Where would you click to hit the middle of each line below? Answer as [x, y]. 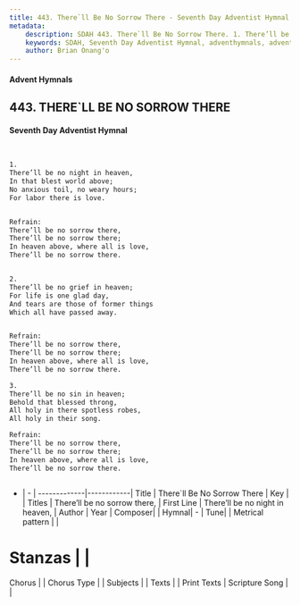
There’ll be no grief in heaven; [71, 287]
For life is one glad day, [59, 296]
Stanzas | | [50, 557]
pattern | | [41, 521]
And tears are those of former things [81, 304]
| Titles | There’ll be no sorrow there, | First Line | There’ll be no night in [153, 502]
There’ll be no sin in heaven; [67, 394]
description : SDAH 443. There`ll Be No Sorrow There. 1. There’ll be [158, 34]
